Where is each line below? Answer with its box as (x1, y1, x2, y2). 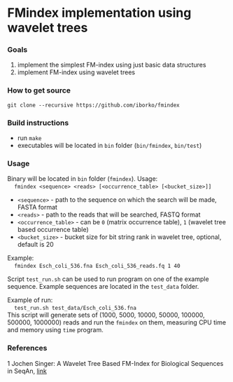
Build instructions (7, 118, 69, 128)
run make (17, 134, 42, 142)
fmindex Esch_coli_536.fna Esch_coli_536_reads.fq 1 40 (13, 263, 181, 270)
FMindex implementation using (7, 5, 192, 21)
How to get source (7, 86, 71, 95)
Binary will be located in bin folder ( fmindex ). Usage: (7, 175, 158, 183)
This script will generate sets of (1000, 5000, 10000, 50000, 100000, (7, 311, 205, 320)
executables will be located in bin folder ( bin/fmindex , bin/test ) (17, 142, 202, 150)
